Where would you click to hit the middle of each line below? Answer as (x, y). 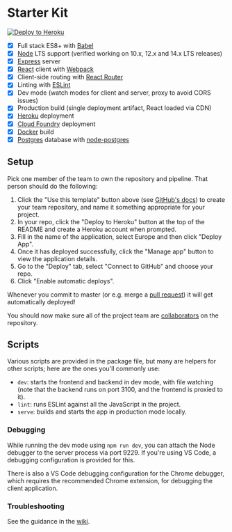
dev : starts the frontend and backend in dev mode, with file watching (115, 382)
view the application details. (57, 258)
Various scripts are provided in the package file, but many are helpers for (112, 361)
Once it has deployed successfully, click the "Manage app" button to (115, 251)
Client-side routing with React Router (70, 77)
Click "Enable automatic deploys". (66, 281)
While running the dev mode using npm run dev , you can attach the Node (111, 445)
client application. (33, 488)
